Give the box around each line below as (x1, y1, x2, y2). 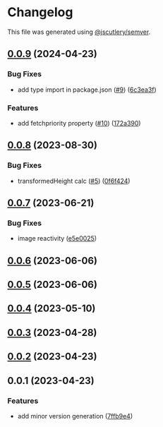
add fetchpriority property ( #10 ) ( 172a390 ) (17, 119, 141, 127)
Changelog (7, 4, 73, 20)
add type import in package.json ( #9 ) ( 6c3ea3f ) (17, 85, 157, 94)
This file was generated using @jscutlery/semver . (7, 28, 151, 36)
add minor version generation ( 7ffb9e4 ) (17, 411, 133, 420)
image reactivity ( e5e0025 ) (17, 234, 97, 243)
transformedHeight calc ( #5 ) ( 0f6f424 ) (17, 176, 131, 185)
